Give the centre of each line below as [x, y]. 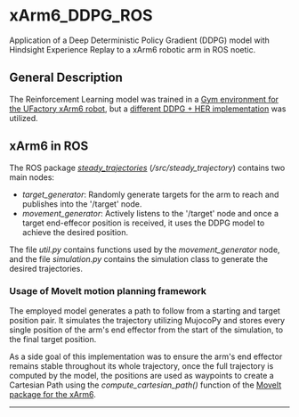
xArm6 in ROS [49, 147]
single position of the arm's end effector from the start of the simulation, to [146, 330]
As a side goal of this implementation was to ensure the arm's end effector [146, 356]
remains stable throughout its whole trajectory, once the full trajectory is [141, 365]
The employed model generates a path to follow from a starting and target [145, 311]
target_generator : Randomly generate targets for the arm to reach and [150, 194]
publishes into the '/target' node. [82, 204]
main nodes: [32, 177]
